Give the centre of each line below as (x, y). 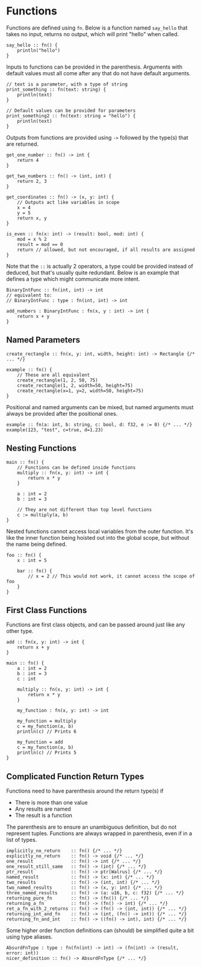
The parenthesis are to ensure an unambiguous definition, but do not (91, 827)
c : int (26, 679)
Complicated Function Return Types (75, 777)
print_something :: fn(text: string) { (56, 89)
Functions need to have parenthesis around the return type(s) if (85, 791)
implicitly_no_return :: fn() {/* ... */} (64, 851)
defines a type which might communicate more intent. (73, 279)
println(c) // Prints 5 (47, 753)
